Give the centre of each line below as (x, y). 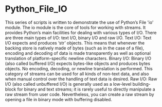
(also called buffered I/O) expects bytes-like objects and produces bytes (78, 63)
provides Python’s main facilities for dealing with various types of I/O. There (81, 32)
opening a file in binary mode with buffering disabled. (59, 99)
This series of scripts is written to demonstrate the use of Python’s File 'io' (79, 22)
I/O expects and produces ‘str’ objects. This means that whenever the (75, 43)
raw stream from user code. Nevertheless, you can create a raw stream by (80, 94)
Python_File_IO (36, 9)
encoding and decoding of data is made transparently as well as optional (78, 53)
